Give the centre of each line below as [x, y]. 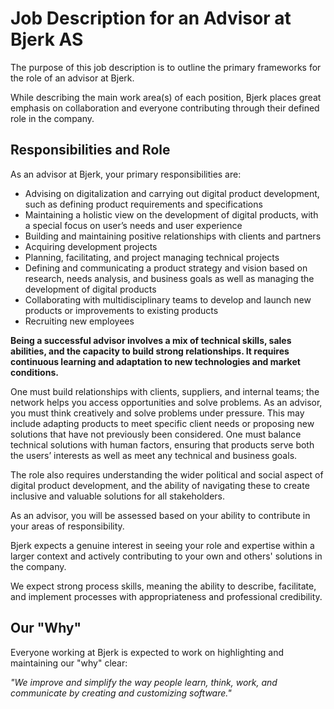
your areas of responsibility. [67, 526]
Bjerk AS [47, 39]
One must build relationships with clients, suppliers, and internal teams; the [165, 391]
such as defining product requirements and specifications [143, 204]
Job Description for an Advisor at [151, 18]
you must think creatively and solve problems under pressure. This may [157, 413]
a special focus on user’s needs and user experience [133, 225]
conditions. [34, 372]
